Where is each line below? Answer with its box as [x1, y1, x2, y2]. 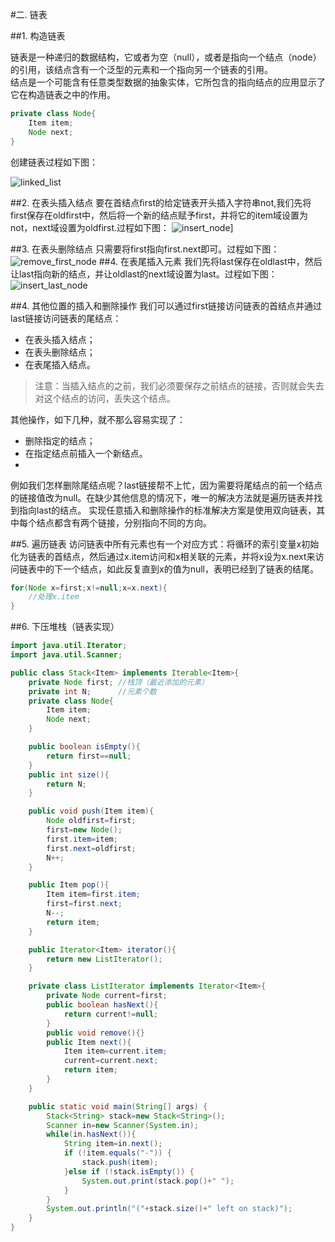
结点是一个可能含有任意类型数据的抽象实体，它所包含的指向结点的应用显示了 [10, 76, 326, 88]
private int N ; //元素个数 [28, 686, 157, 697]
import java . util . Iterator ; [10, 641, 128, 651]
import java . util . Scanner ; [10, 650, 123, 660]
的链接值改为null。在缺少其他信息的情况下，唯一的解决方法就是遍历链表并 [10, 491, 315, 503]
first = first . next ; [46, 899, 123, 909]
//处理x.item [28, 592, 80, 602]
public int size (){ [28, 769, 110, 780]
